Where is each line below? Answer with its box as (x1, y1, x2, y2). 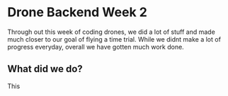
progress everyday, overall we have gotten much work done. (7, 42, 184, 51)
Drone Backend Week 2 (7, 4, 147, 20)
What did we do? (7, 63, 83, 75)
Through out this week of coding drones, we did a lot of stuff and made (7, 28, 216, 36)
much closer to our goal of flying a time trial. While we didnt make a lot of (7, 35, 222, 43)
